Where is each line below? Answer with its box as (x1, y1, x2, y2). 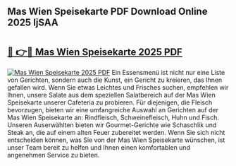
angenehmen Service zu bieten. (7, 151, 100, 159)
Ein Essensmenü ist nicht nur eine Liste (111, 69, 225, 76)
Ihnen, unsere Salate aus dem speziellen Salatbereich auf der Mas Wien (7, 91, 216, 99)
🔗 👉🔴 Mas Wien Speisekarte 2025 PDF (7, 46, 183, 58)
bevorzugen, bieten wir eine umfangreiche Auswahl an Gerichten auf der (7, 106, 218, 114)
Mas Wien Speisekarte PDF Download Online (7, 6, 208, 18)
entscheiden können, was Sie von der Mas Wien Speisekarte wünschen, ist (7, 136, 225, 144)
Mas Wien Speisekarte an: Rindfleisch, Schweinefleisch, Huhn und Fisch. (7, 113, 220, 121)
